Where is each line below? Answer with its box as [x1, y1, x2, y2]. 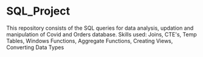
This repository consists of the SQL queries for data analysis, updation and [6, 24, 194, 32]
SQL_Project [6, 4, 71, 18]
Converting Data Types [6, 44, 64, 51]
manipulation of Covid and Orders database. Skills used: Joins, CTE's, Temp [6, 30, 197, 38]
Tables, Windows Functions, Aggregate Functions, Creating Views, [6, 37, 173, 44]
